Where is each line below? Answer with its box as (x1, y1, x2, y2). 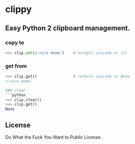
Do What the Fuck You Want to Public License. (5, 134, 102, 140)
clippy (5, 4, 32, 15)
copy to (5, 39, 24, 46)
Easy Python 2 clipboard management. (5, 24, 130, 32)
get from (5, 62, 27, 69)
